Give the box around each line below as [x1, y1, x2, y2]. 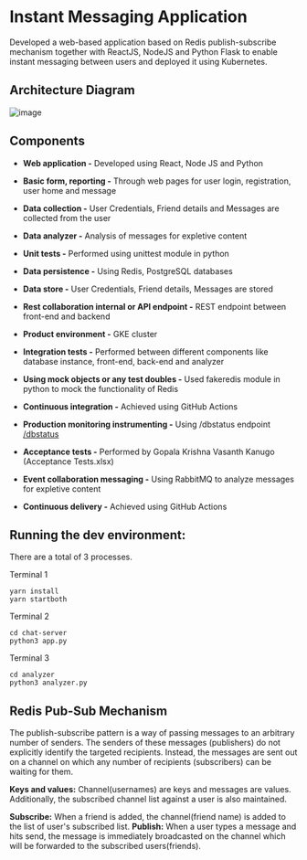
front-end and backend [22, 311, 111, 322]
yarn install [9, 587, 59, 596]
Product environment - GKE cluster [22, 328, 158, 339]
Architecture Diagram [9, 82, 135, 98]
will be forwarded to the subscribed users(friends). [9, 841, 201, 852]
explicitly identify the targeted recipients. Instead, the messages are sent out [9, 747, 298, 758]
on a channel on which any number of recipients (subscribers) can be [9, 757, 272, 768]
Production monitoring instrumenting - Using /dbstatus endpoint [22, 419, 271, 430]
